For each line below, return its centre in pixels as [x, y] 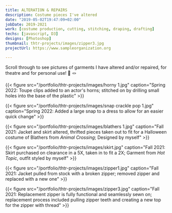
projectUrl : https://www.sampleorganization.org [58, 48]
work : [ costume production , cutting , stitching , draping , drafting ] [80, 29]
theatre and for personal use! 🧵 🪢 [41, 73]
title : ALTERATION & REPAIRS [36, 10]
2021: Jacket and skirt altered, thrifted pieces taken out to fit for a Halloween [86, 132]
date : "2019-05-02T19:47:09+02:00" [43, 19]
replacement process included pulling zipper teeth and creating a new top [83, 200]
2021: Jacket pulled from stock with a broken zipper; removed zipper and [82, 173]
